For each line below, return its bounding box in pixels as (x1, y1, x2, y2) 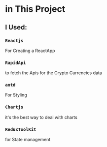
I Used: (5, 23, 27, 31)
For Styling (5, 92, 27, 98)
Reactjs (5, 38, 24, 43)
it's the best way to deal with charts (5, 114, 77, 120)
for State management (5, 137, 51, 143)
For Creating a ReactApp (5, 48, 55, 54)
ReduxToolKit (5, 126, 36, 132)
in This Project (5, 3, 66, 15)
